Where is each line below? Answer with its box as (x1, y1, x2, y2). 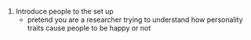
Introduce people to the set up (15, 7, 114, 16)
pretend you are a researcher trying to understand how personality (27, 15, 243, 24)
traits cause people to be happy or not (27, 24, 151, 32)
